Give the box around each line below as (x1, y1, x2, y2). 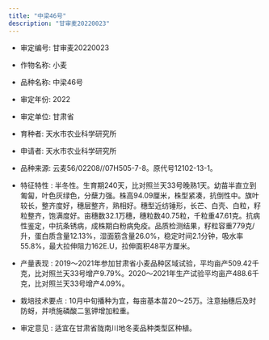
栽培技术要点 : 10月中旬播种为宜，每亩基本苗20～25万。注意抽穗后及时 (19, 295, 257, 305)
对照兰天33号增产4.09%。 (41, 278, 129, 288)
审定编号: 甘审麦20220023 (19, 42, 110, 53)
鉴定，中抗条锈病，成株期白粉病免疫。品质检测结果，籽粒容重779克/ (27, 220, 255, 231)
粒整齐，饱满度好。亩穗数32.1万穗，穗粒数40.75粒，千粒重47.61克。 (19, 210, 246, 220)
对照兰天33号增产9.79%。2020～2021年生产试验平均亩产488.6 (41, 268, 253, 278)
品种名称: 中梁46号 (19, 77, 83, 87)
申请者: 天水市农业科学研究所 (19, 146, 117, 155)
